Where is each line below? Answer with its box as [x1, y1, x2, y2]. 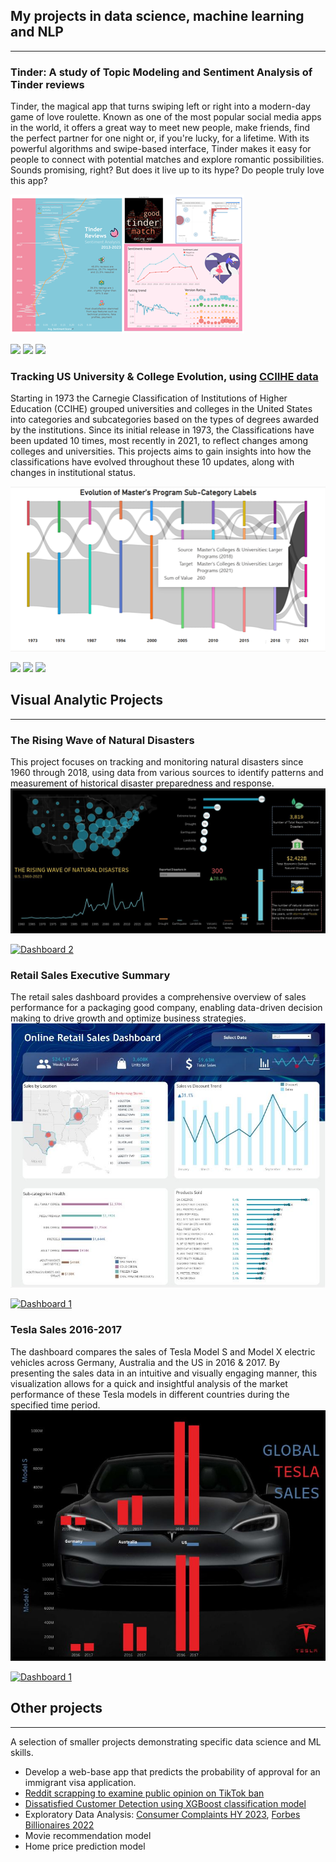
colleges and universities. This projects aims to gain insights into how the [10, 445, 312, 458]
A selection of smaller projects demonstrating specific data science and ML [10, 1735, 322, 1748]
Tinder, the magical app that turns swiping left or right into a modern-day [10, 100, 311, 113]
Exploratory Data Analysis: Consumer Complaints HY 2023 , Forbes [24, 1808, 301, 1820]
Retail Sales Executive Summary [10, 968, 171, 982]
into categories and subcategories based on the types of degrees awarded [10, 414, 320, 426]
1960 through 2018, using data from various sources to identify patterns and [10, 766, 324, 778]
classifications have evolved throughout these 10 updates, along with [10, 456, 295, 468]
